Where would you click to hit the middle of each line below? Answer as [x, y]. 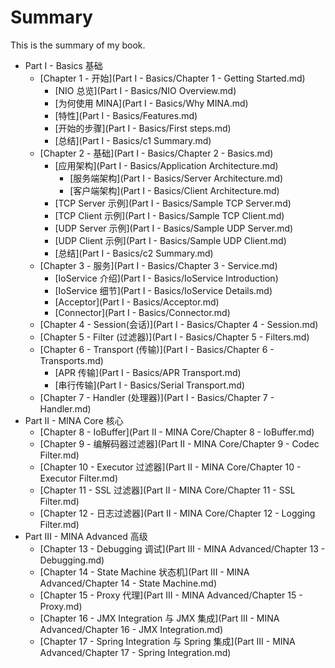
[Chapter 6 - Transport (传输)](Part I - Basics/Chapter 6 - [157, 349]
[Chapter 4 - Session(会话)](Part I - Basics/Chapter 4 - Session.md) [179, 324]
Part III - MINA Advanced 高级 [86, 536]
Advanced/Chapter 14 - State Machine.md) [128, 583]
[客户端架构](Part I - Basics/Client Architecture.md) [174, 190]
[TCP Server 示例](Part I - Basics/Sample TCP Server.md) [173, 203]
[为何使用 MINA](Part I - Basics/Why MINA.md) [151, 103]
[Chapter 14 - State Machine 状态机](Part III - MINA [144, 572]
